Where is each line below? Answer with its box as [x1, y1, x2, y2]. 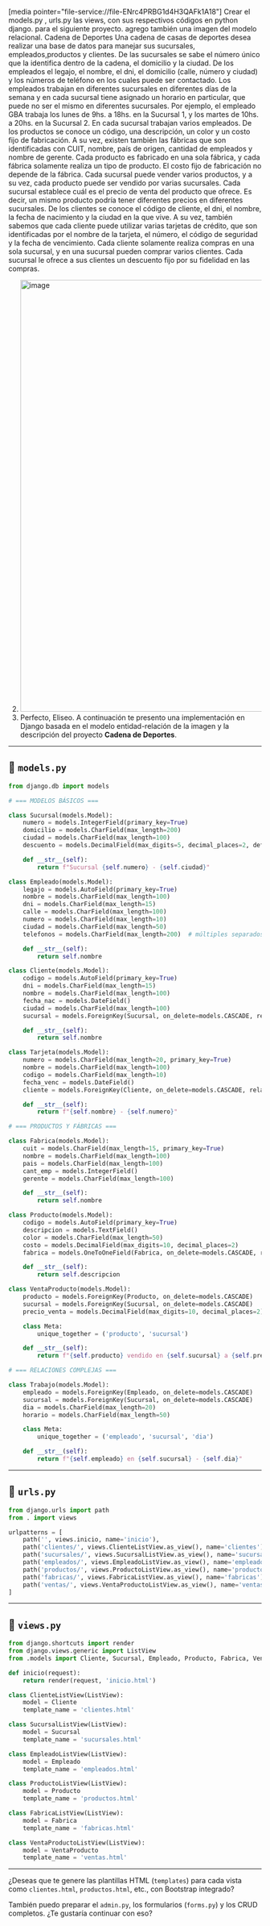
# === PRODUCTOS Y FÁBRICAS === [8, 1122, 117, 1131]
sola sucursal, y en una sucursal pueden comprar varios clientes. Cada [8, 247, 243, 256]
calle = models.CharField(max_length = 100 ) [22, 908, 167, 916]
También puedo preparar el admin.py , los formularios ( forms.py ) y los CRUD [8, 1900, 259, 1910]
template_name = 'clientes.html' [22, 1706, 135, 1714]
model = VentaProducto [22, 1846, 99, 1854]
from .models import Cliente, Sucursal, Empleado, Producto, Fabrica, [8, 1654, 250, 1662]
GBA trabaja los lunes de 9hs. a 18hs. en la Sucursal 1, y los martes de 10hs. [8, 110, 259, 119]
